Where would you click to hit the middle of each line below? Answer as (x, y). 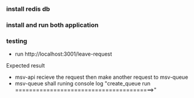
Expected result (25, 66)
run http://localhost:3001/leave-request (63, 54)
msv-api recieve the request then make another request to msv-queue (101, 77)
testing (17, 41)
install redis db (28, 9)
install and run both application (52, 24)
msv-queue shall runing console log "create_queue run (83, 84)
